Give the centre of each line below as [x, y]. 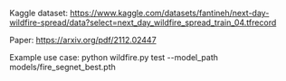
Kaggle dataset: [39, 13]
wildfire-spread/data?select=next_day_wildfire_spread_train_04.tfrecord [143, 22]
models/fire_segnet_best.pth [62, 67]
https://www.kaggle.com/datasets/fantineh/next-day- [169, 13]
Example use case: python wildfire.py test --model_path [114, 57]
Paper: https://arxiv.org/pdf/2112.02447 [83, 40]
